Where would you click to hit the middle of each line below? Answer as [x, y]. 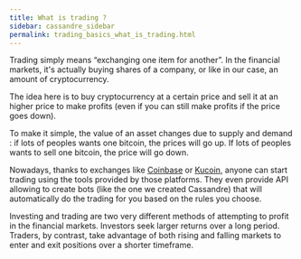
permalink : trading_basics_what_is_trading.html [103, 34]
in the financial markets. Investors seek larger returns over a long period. [145, 226]
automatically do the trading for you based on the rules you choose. [136, 199]
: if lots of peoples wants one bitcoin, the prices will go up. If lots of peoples [150, 143]
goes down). [33, 116]
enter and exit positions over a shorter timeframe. [102, 245]
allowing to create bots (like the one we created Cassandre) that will [136, 190]
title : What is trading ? [58, 18]
